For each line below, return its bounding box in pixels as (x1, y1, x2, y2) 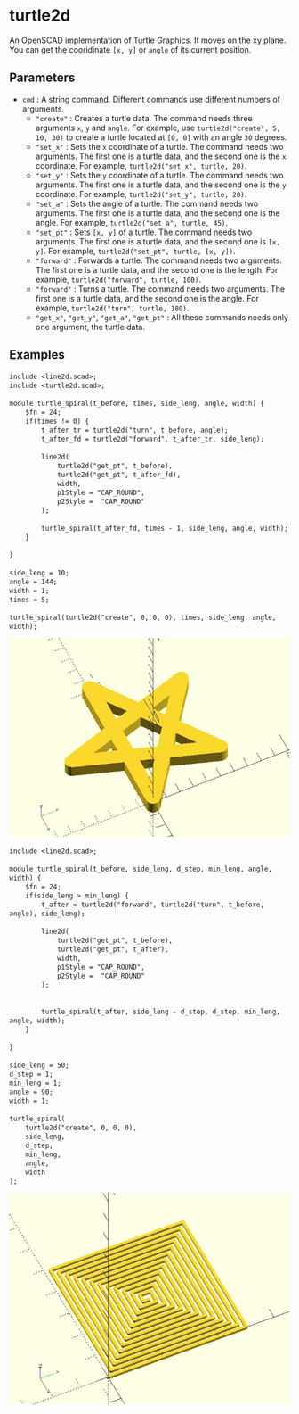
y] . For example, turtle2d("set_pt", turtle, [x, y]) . (35, 245, 236, 256)
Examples (9, 347, 65, 362)
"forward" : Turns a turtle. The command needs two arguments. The (35, 283, 286, 294)
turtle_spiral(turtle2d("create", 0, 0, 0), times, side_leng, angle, (9, 613, 277, 622)
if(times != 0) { (25, 417, 90, 426)
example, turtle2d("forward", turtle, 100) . (35, 274, 202, 285)
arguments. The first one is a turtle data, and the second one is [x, (35, 236, 280, 246)
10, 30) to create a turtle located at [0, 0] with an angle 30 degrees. (35, 131, 287, 143)
